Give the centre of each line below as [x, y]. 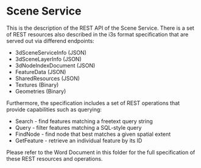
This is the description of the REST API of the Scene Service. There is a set [100, 28]
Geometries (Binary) [41, 91]
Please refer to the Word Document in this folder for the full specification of [101, 152]
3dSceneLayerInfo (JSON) [48, 59]
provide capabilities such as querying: [54, 109]
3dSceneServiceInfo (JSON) [51, 52]
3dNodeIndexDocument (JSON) [55, 66]
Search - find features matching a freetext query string [84, 121]
